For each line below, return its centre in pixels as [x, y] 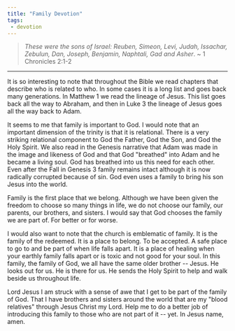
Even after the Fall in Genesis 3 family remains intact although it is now [109, 169]
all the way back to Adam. [44, 111]
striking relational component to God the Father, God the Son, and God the [114, 140]
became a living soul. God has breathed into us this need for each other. [111, 162]
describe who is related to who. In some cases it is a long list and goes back [117, 89]
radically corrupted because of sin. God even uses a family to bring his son [115, 177]
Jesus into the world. [37, 184]
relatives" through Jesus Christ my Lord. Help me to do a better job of [108, 307]
